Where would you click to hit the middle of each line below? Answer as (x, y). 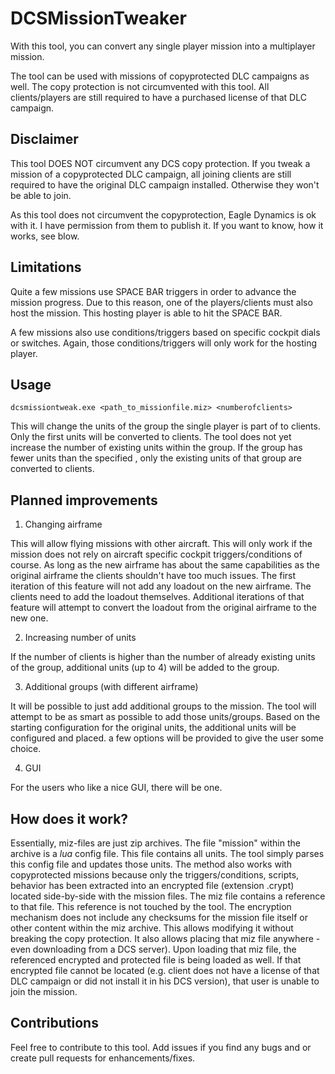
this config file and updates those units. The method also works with (151, 864)
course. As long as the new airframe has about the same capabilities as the (165, 565)
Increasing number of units (80, 638)
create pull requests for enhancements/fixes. (103, 1058)
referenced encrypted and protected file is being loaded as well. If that (156, 960)
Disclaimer (44, 139)
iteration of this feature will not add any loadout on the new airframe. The (161, 586)
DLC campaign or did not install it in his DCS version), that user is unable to (165, 981)
